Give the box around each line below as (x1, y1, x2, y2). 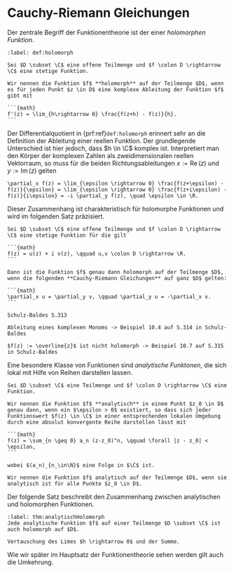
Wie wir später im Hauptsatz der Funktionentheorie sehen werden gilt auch (7, 550, 224, 559)
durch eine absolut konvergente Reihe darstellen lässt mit (7, 419, 187, 426)
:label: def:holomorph (7, 49, 74, 56)
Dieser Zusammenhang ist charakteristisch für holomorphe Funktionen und (7, 204, 224, 213)
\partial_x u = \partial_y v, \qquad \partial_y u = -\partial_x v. (7, 293, 212, 300)
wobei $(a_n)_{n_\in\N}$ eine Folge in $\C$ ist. (7, 461, 156, 468)
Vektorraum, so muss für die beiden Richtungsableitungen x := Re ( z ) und (7, 159, 219, 167)
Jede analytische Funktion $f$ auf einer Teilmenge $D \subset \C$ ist (7, 520, 221, 527)
